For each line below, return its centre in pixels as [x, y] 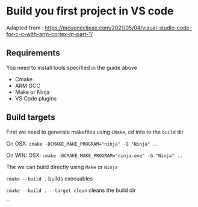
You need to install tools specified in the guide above [72, 67]
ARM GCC [27, 85]
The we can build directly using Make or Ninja [62, 167]
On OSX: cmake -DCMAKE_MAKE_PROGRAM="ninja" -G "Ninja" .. [82, 143]
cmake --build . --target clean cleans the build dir [71, 190]
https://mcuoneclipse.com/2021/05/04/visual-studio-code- [119, 28]
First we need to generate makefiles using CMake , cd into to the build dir [95, 132]
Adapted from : [25, 28]
